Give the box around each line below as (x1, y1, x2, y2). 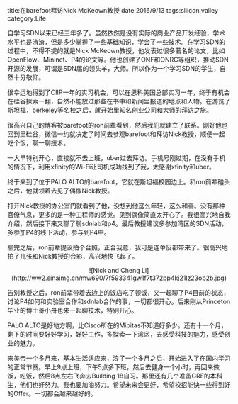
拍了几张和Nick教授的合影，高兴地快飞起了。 (7, 252, 139, 260)
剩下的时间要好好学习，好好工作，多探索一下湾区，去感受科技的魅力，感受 (7, 330, 225, 338)
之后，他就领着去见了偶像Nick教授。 (7, 186, 114, 195)
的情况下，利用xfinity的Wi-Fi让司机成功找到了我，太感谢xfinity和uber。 (7, 162, 216, 171)
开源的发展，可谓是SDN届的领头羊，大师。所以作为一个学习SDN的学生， (7, 64, 220, 72)
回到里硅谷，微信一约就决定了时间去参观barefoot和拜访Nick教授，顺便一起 (7, 130, 225, 138)
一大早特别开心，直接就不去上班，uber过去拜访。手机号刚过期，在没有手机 (7, 154, 226, 162)
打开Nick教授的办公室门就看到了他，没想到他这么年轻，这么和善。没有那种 (7, 201, 225, 210)
